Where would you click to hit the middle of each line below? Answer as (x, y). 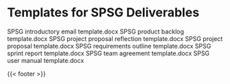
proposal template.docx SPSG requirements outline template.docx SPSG (109, 46)
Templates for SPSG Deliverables (103, 13)
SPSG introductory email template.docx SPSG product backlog (95, 31)
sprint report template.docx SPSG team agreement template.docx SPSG (108, 53)
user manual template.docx (46, 60)
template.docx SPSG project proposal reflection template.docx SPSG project (115, 38)
